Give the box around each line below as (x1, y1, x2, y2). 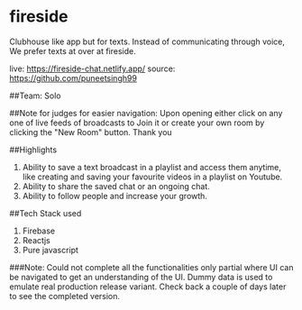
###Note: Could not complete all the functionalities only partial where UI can (9, 261, 294, 272)
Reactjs (22, 234, 51, 245)
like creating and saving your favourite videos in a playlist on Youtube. (22, 171, 283, 182)
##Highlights (9, 144, 57, 155)
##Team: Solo (9, 90, 61, 101)
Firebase (22, 225, 56, 236)
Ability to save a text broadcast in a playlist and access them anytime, (22, 161, 282, 172)
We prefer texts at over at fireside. (9, 45, 137, 56)
